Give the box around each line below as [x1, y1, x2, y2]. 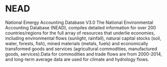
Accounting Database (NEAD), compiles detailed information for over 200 [5, 24, 156, 30]
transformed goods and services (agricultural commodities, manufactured [5, 46, 158, 52]
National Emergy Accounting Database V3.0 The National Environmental [5, 19, 154, 25]
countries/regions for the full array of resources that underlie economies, [5, 30, 156, 36]
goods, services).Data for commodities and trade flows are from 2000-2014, [5, 51, 162, 57]
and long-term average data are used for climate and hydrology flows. [5, 56, 150, 62]
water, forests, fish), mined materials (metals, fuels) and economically [5, 40, 149, 46]
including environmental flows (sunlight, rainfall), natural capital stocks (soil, [5, 35, 162, 41]
